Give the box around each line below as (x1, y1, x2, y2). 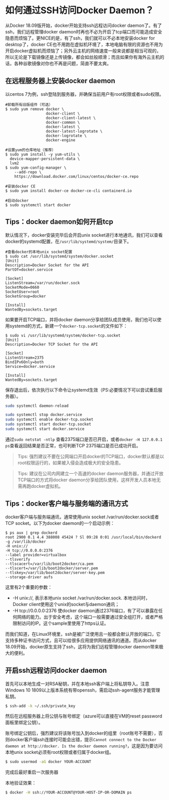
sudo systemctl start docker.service (5, 427, 85, 432)
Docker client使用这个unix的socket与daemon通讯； (12, 601, 120, 607)
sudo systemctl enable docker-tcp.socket (5, 417, 94, 422)
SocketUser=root (5, 289, 39, 294)
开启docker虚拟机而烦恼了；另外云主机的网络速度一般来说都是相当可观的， (5, 48, 161, 54)
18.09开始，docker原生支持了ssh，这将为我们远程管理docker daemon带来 (5, 643, 159, 650)
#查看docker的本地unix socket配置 (5, 249, 73, 254)
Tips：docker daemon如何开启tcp (5, 217, 114, 226)
